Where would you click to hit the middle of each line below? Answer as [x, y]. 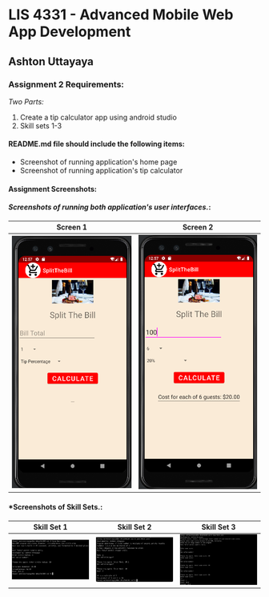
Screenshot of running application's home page [98, 162]
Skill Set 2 [134, 527]
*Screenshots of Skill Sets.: [56, 506]
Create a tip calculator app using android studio [98, 117]
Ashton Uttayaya [51, 61]
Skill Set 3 [219, 527]
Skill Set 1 [50, 527]
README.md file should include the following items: [97, 144]
